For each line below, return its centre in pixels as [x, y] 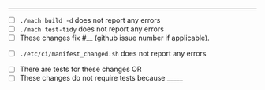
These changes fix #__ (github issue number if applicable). [115, 38]
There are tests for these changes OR [80, 69]
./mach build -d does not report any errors [90, 20]
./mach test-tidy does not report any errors [91, 29]
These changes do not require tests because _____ [101, 78]
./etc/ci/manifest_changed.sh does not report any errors [113, 54]
